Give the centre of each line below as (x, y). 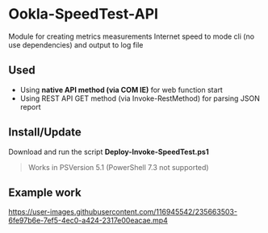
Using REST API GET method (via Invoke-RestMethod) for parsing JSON (140, 98)
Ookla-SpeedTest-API (84, 14)
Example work (45, 192)
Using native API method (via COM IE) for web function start (121, 89)
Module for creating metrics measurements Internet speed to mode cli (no (132, 36)
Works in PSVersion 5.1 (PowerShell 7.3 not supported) (118, 167)
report (31, 106)
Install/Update (45, 133)
